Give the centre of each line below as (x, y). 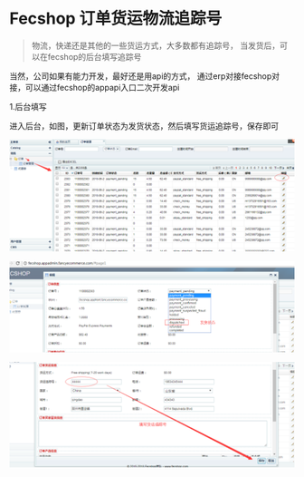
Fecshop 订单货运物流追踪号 (116, 19)
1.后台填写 (28, 106)
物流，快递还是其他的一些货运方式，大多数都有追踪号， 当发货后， (156, 45)
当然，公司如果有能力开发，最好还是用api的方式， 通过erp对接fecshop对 (145, 76)
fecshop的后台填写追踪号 (95, 56)
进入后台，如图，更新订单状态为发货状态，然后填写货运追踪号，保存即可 (144, 126)
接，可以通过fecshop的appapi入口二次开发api (95, 87)
